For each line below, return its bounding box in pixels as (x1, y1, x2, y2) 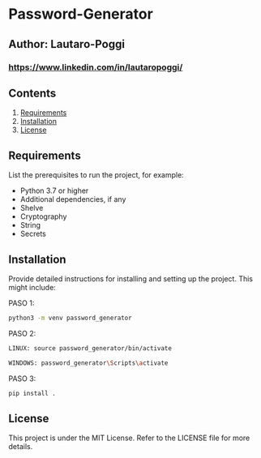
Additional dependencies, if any (19, 195, 126, 204)
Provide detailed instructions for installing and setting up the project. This (8, 273, 254, 284)
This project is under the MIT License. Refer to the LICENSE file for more (8, 433, 250, 443)
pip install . (8, 389, 57, 397)
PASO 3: (8, 374, 36, 383)
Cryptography (19, 212, 67, 221)
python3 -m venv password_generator (8, 314, 132, 322)
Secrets (19, 229, 46, 239)
